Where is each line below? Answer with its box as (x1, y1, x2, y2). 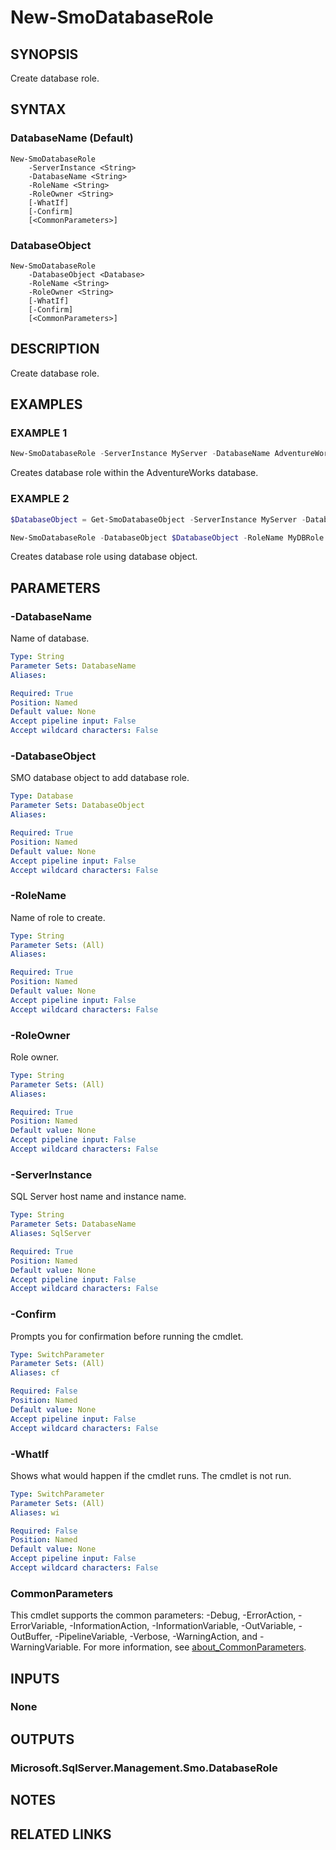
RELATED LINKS (10, 1826, 112, 1843)
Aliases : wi (10, 1507, 60, 1518)
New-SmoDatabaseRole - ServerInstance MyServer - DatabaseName (10, 449, 271, 459)
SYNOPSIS (10, 46, 79, 63)
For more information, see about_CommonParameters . (83, 1641, 307, 1653)
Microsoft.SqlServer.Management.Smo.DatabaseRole (10, 1761, 278, 1775)
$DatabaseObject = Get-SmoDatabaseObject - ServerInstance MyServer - (10, 514, 307, 525)
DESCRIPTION (10, 341, 100, 358)
